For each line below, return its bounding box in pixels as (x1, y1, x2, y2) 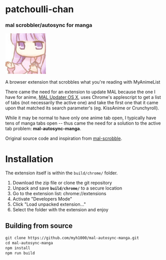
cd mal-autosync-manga (5, 241, 53, 246)
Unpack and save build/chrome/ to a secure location (12, 185, 122, 191)
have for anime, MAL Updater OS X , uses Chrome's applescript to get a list (5, 94, 161, 100)
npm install (5, 246, 30, 251)
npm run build (5, 251, 35, 256)
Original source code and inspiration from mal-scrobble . (5, 135, 122, 141)
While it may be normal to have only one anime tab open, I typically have (5, 115, 156, 121)
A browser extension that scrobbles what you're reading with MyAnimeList (5, 79, 160, 85)
